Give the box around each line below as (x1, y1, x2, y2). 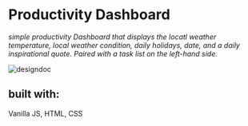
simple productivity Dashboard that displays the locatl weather (8, 32, 217, 41)
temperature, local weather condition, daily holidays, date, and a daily (8, 40, 240, 49)
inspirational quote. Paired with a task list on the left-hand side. (8, 49, 218, 58)
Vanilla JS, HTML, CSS (8, 108, 83, 118)
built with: (8, 88, 60, 101)
